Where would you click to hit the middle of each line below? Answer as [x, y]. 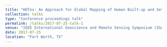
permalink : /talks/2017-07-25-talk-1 [44, 23]
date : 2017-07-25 [23, 32]
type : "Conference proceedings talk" [44, 19]
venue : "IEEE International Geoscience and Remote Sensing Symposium [79, 28]
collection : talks [24, 14]
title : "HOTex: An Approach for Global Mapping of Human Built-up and [80, 10]
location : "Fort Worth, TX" [34, 37]
